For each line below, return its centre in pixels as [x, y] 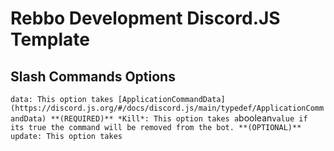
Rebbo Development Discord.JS [145, 18]
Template [50, 39]
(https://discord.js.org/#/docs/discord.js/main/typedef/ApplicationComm [167, 108]
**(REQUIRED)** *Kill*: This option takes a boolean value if [179, 118]
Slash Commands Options [93, 76]
